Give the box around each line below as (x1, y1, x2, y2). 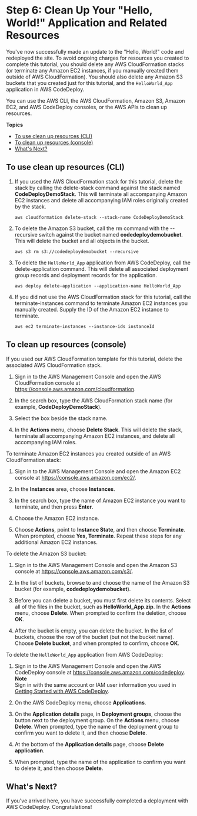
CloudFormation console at (14, 379, 81, 386)
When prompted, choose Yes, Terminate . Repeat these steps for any (14, 532, 182, 539)
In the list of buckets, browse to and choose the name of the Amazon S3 (14, 579, 190, 586)
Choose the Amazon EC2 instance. (14, 514, 99, 522)
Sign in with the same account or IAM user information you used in (14, 681, 176, 688)
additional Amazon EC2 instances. (14, 538, 98, 546)
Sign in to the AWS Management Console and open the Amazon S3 (14, 561, 178, 568)
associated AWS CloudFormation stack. (6, 361, 102, 369)
